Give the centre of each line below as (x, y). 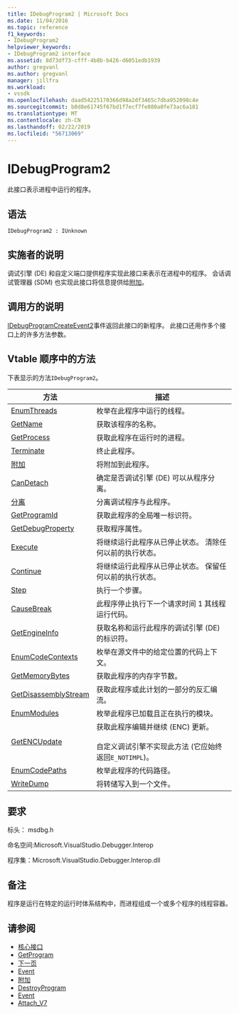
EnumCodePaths (39, 770)
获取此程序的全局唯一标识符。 (147, 515)
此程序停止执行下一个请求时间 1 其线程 (161, 603)
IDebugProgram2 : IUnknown (47, 231)
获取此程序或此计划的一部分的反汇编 (157, 689)
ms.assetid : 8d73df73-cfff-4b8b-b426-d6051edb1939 (84, 61)
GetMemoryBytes (40, 676)
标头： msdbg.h (31, 830)
